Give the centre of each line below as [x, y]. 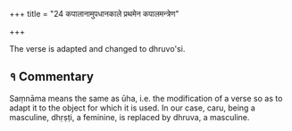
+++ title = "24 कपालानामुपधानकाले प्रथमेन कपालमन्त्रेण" [94, 14]
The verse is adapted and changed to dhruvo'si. [97, 49]
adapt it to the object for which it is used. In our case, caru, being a [133, 108]
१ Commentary [51, 77]
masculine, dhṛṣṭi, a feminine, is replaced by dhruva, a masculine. [129, 117]
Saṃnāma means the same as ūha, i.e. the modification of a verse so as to [146, 98]
